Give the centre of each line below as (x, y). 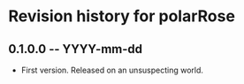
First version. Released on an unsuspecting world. (112, 70)
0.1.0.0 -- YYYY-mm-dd (76, 49)
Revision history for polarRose (122, 16)
